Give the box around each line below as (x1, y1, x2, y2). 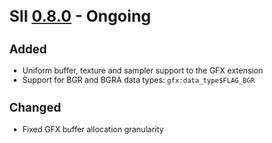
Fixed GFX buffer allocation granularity (21, 123, 164, 134)
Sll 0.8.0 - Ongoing (9, 6, 151, 27)
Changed (9, 100, 61, 115)
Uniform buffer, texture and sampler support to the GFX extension (21, 65, 264, 75)
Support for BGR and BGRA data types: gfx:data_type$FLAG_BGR (21, 75, 255, 85)
